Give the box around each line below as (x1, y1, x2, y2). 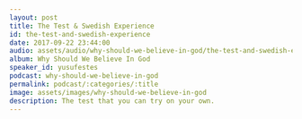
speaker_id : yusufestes (9, 64, 99, 72)
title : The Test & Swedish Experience (9, 21, 155, 30)
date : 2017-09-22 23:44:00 (9, 38, 111, 47)
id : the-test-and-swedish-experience (9, 30, 151, 38)
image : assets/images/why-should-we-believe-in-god (9, 88, 207, 97)
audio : (9, 47, 34, 55)
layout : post (9, 13, 58, 22)
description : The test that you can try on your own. (9, 96, 216, 106)
